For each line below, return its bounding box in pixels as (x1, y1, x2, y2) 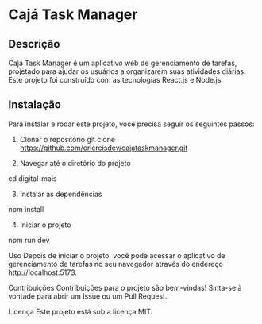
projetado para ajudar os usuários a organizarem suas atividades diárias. (8, 67, 246, 76)
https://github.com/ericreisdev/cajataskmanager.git (19, 143, 188, 152)
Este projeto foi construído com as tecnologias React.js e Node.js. (8, 75, 224, 84)
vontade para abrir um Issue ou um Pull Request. (8, 291, 168, 301)
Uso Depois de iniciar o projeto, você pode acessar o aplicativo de (8, 250, 225, 260)
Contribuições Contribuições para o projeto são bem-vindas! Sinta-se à (8, 283, 242, 292)
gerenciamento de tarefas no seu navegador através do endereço (8, 259, 224, 268)
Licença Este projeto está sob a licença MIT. (8, 307, 153, 316)
